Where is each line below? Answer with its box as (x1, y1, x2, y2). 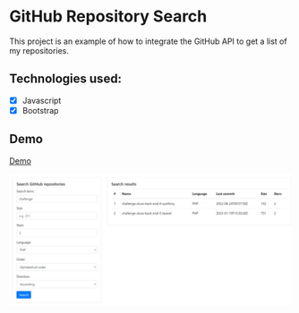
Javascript (21, 95, 62, 106)
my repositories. (9, 45, 70, 55)
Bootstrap (21, 105, 59, 115)
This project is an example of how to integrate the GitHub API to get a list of (9, 36, 288, 47)
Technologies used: (9, 72, 123, 87)
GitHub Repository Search (9, 6, 208, 27)
